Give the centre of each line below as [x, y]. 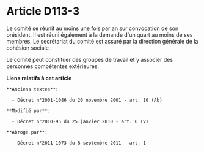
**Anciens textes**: [33, 89]
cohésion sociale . [29, 48]
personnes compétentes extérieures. [53, 66]
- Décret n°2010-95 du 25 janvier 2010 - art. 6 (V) [80, 121]
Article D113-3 [43, 11]
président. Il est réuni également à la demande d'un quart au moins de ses [100, 34]
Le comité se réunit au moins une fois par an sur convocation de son [93, 28]
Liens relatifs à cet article [39, 78]
